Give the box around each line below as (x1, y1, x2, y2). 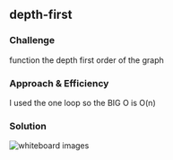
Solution (9, 120, 48, 132)
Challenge (9, 34, 56, 47)
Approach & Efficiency (9, 76, 109, 89)
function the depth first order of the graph (9, 54, 164, 66)
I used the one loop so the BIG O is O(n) (9, 97, 156, 108)
